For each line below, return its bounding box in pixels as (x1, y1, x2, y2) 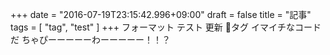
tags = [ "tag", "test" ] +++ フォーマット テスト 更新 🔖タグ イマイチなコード (10, 21, 322, 33)
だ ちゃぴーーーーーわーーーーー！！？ (10, 34, 171, 45)
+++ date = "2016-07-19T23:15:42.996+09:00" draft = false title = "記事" (10, 9, 312, 20)
